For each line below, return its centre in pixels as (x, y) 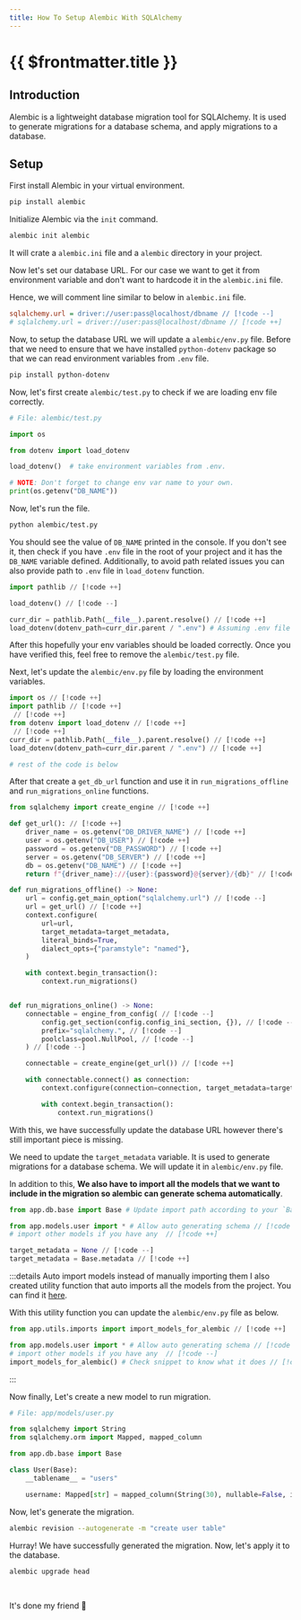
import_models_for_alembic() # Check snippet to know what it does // (144, 1362)
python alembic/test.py (54, 525)
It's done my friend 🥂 (48, 1606)
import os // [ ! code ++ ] (56, 698)
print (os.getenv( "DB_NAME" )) (64, 491)
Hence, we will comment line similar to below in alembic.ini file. (128, 297)
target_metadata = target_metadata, (106, 932)
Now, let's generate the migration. (72, 1511)
